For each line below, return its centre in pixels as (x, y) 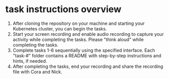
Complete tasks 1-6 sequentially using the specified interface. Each (84, 50)
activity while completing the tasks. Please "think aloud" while (78, 39)
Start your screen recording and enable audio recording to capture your (88, 34)
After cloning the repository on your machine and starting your (79, 23)
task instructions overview (64, 9)
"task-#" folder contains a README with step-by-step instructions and (87, 55)
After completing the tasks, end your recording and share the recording (88, 66)
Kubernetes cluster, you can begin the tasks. (60, 28)
